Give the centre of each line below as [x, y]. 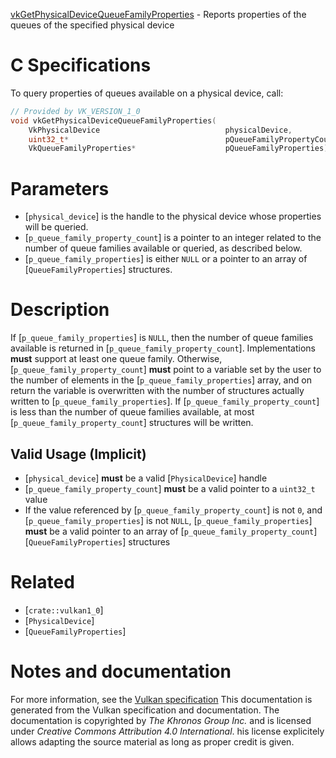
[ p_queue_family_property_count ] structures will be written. [132, 423]
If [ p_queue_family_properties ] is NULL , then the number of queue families [162, 338]
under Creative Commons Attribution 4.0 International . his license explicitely [167, 731]
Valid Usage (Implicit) [78, 454]
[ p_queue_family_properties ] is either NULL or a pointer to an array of [166, 259]
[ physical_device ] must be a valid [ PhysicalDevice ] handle [146, 478]
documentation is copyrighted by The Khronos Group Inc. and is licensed [161, 720]
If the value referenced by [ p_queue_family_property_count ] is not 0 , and [173, 510]
